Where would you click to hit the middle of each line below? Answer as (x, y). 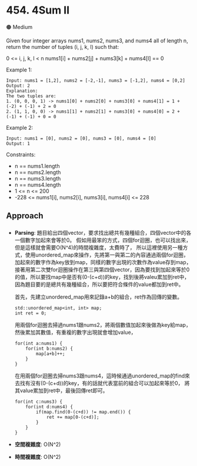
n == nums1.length (37, 166)
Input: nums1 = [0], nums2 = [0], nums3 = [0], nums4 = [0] (81, 138)
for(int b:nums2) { (49, 349)
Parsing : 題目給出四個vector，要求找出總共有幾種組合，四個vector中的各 (103, 233)
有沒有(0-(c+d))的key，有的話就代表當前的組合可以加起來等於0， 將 (107, 383)
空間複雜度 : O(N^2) (38, 444)
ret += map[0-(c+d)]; (73, 417)
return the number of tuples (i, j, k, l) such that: (63, 47)
